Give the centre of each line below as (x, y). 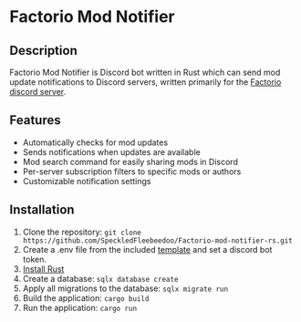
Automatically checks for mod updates (95, 142)
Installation (42, 210)
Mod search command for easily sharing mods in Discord (130, 161)
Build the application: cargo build (86, 297)
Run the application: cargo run (80, 307)
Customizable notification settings (87, 181)
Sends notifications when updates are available (111, 151)
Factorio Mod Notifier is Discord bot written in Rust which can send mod (145, 72)
